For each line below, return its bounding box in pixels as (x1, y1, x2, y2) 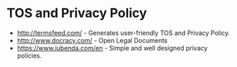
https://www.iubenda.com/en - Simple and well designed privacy (16, 43, 208, 52)
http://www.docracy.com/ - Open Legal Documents (16, 36, 168, 44)
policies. (16, 51, 42, 60)
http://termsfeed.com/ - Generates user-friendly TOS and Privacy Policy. (16, 29, 231, 37)
